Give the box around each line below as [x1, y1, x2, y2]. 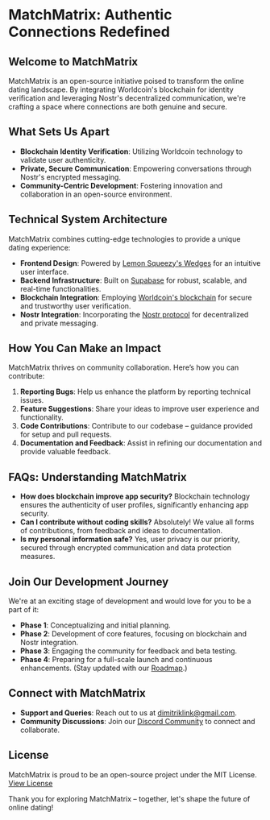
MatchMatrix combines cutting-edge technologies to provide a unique [8, 234, 241, 243]
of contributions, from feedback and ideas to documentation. [19, 526, 223, 536]
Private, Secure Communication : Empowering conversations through [19, 164, 252, 173]
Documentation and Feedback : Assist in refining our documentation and [19, 438, 263, 448]
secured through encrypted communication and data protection [19, 543, 232, 553]
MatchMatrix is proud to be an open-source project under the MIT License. [8, 769, 257, 779]
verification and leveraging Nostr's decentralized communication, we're [8, 93, 246, 102]
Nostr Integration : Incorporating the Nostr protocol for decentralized [19, 309, 249, 319]
